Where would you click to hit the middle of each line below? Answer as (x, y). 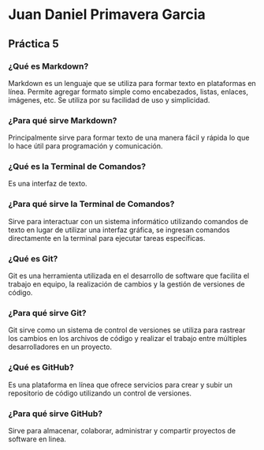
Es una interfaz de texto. (48, 184)
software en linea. (37, 439)
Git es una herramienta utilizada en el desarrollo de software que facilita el (129, 276)
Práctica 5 (33, 44)
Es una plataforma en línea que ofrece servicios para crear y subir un (121, 384)
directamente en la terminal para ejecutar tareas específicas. (107, 238)
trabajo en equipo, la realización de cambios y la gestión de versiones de (127, 284)
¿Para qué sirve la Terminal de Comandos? (91, 204)
